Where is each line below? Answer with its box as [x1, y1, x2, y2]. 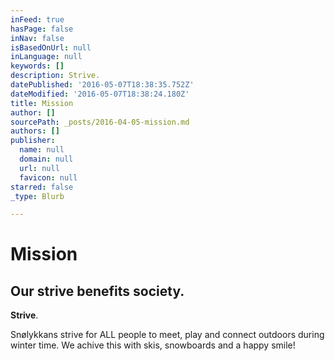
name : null [19, 145, 65, 155]
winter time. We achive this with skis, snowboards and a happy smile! [10, 339, 296, 351]
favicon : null [19, 172, 78, 183]
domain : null [19, 154, 74, 164]
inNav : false [10, 33, 65, 43]
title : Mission [10, 98, 74, 108]
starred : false [10, 182, 74, 192]
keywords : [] [10, 61, 65, 71]
